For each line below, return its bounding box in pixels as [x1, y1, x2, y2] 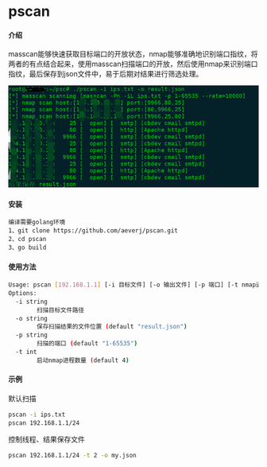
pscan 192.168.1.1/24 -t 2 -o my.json [8, 451, 137, 459]
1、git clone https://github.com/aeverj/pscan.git [8, 227, 179, 235]
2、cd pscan [8, 235, 47, 243]
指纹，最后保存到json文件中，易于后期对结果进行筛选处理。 [8, 69, 203, 79]
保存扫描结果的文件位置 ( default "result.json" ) [37, 323, 188, 331]
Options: [8, 289, 37, 297]
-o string [15, 314, 48, 322]
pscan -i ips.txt [8, 411, 66, 419]
